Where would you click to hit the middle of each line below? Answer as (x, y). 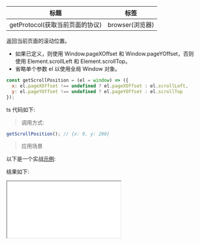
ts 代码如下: (21, 109)
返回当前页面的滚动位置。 (38, 41)
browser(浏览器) (131, 25)
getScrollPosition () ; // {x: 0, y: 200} (58, 134)
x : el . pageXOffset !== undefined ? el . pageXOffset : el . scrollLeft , (100, 86)
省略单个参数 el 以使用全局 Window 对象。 (68, 69)
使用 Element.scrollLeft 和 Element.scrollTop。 (73, 61)
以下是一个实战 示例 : (31, 159)
